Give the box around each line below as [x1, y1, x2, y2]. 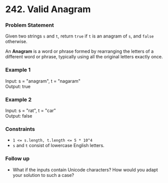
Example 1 [5, 66, 31, 74]
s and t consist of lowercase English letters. [12, 142, 105, 149]
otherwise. [5, 39, 28, 45]
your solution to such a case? [12, 172, 75, 178]
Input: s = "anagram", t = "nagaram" [5, 78, 81, 84]
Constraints [5, 126, 36, 132]
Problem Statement [5, 22, 54, 29]
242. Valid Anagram [5, 4, 91, 15]
